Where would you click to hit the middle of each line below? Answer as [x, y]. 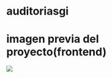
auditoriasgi [38, 11]
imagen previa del [53, 39]
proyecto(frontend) [57, 52]
